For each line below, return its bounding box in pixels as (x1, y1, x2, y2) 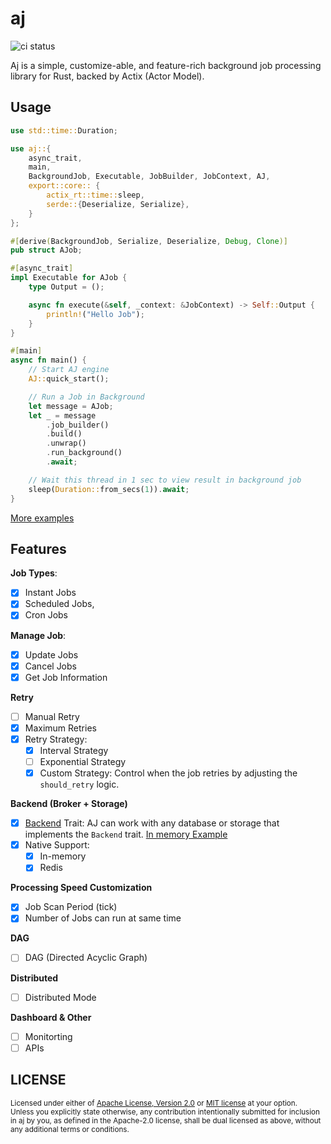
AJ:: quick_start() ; (28, 374, 110, 384)
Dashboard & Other (10, 1011, 92, 1023)
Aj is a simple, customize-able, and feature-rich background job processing (10, 59, 322, 71)
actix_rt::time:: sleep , (46, 190, 145, 200)
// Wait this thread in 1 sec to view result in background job (28, 475, 302, 485)
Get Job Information (24, 671, 108, 683)
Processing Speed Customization (10, 882, 153, 894)
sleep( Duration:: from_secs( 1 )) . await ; (28, 484, 190, 494)
